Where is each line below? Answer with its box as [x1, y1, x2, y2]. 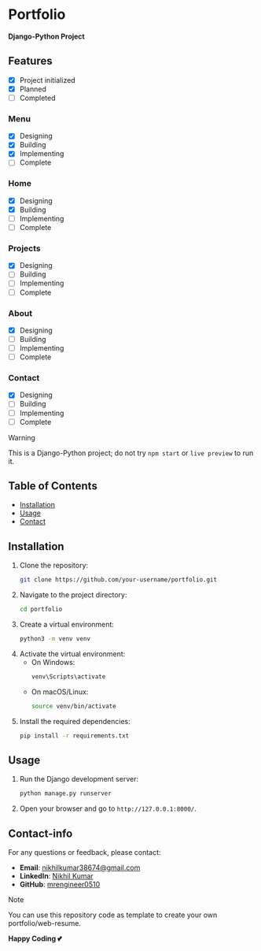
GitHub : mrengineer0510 [19, 880, 101, 890]
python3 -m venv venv [19, 635, 91, 643]
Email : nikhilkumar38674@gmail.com [19, 863, 141, 872]
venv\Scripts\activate [31, 672, 106, 681]
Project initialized [19, 75, 76, 84]
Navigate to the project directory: [19, 590, 127, 600]
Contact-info [8, 827, 73, 840]
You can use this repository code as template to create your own [8, 910, 218, 919]
